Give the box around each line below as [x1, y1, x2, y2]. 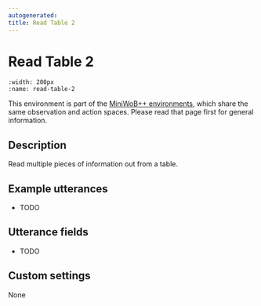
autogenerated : [8, 11, 58, 20]
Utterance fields [8, 225, 89, 239]
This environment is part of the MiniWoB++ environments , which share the [8, 99, 248, 108]
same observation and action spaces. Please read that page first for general [8, 107, 254, 117]
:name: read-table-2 [8, 86, 76, 93]
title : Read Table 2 [8, 19, 76, 27]
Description [8, 138, 67, 151]
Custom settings [8, 269, 92, 282]
